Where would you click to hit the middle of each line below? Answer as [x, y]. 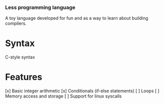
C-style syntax [20, 57]
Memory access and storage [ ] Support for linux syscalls [63, 96]
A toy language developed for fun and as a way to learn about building [77, 18]
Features [24, 77]
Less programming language [40, 7]
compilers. [16, 23]
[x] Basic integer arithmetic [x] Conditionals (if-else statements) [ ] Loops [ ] [82, 91]
